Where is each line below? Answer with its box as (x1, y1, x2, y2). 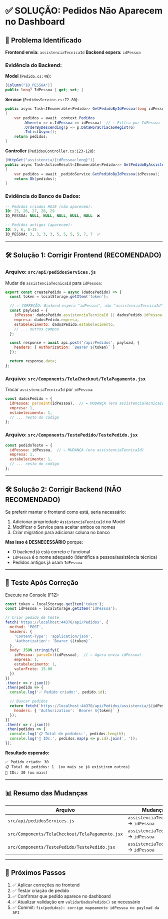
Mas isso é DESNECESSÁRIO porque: (5, 539, 83, 545)
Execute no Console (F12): (5, 592, 59, 598)
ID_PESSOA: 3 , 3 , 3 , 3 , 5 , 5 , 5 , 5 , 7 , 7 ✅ (5, 232, 100, 237)
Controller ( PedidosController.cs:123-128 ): (5, 148, 95, 154)
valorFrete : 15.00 (14, 666, 52, 671)
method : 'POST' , (9, 624, 43, 629)
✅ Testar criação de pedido (12, 887, 69, 893)
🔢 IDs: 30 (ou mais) (5, 770, 48, 775)
